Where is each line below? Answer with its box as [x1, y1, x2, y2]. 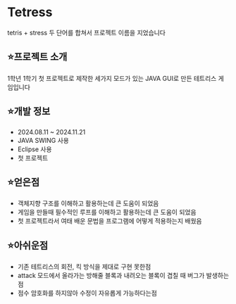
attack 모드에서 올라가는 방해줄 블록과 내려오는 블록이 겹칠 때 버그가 [17, 272, 205, 280]
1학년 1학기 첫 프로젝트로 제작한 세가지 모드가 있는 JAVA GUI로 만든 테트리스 [7, 74, 217, 82]
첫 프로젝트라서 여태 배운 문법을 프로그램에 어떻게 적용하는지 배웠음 [17, 217, 202, 225]
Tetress [7, 4, 53, 20]
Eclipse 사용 [17, 145, 52, 153]
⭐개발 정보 [7, 106, 51, 118]
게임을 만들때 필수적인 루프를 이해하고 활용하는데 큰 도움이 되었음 [17, 208, 197, 217]
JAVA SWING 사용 [17, 136, 69, 144]
